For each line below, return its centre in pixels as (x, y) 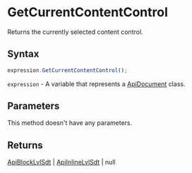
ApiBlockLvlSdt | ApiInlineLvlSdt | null (61, 162)
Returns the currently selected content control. (75, 32)
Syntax (23, 54)
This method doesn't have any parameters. (70, 123)
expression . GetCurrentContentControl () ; (68, 70)
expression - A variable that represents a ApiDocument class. (96, 84)
